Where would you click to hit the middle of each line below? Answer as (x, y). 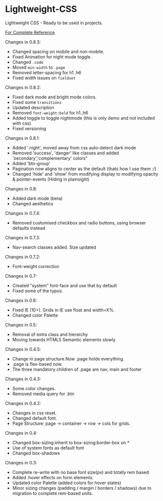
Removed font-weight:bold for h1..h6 (50, 113)
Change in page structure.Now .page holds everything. (68, 359)
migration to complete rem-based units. (53, 493)
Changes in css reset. (34, 413)
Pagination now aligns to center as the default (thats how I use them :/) (84, 169)
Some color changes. (34, 388)
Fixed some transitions (37, 102)
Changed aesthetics (33, 203)
